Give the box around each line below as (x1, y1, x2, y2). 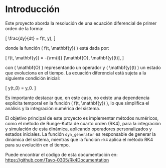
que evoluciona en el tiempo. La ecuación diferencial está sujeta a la (5, 69, 146, 76)
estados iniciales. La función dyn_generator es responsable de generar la (5, 131, 156, 137)
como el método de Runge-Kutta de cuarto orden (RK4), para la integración (5, 120, 161, 126)
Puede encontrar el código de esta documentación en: (5, 151, 118, 157)
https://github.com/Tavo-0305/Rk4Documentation (5, 157, 109, 163)
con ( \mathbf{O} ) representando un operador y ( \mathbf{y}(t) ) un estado (5, 64, 161, 70)
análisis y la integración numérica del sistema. (5, 105, 100, 111)
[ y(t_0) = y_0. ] (5, 85, 36, 91)
